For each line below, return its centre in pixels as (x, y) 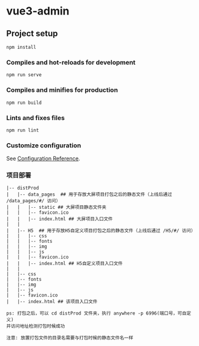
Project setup (32, 34)
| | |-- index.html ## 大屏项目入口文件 (60, 219)
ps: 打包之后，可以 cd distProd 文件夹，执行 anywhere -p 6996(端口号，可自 (96, 313)
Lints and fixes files (36, 118)
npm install (21, 47)
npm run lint (23, 130)
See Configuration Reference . (43, 159)
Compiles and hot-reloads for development (71, 62)
